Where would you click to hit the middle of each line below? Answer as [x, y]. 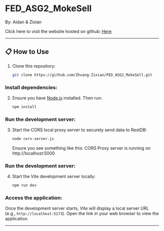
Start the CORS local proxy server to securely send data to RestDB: [80, 130]
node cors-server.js [33, 139]
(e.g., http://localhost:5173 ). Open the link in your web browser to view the [82, 213]
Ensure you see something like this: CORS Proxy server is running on [81, 148]
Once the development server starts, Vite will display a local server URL [77, 208]
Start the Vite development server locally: [54, 177]
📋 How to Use [27, 52]
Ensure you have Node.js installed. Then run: [57, 98]
